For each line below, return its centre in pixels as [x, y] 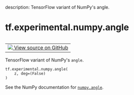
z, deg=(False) [30, 73]
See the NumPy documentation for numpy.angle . [54, 87]
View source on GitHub [41, 47]
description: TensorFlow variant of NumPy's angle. [57, 7]
